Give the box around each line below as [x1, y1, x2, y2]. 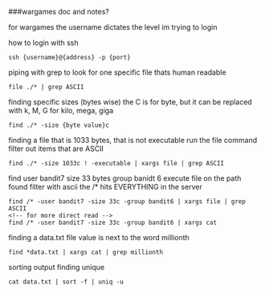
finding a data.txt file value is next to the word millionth [8, 233, 190, 242]
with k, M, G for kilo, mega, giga [8, 106, 114, 115]
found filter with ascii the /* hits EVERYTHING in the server [8, 182, 202, 191]
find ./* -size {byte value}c [8, 121, 110, 129]
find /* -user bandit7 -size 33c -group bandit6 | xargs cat [8, 218, 218, 227]
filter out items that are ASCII [8, 144, 104, 153]
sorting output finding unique [8, 263, 105, 272]
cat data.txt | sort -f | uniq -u [8, 278, 124, 286]
